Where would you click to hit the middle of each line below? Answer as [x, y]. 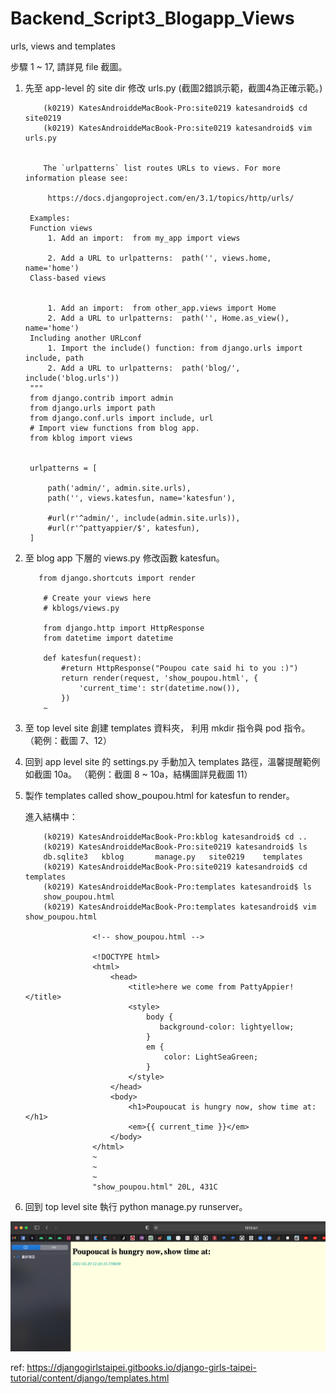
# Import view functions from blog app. [115, 428]
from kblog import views [81, 438]
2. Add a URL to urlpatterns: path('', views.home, [159, 258]
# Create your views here [97, 598]
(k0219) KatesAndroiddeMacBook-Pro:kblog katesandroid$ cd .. [175, 837]
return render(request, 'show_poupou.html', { [160, 678]
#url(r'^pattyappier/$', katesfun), [123, 528]
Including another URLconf [85, 338]
